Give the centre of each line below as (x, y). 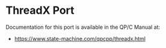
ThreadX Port (40, 10)
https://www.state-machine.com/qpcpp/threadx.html (80, 38)
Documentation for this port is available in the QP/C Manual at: (83, 27)
